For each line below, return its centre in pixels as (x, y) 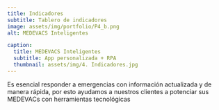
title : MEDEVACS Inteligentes (57, 52)
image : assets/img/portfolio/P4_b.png (63, 26)
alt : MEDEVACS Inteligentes (48, 33)
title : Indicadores (35, 13)
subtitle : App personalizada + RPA (65, 58)
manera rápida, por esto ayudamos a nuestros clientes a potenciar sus (108, 91)
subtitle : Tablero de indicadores (57, 20)
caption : (20, 46)
